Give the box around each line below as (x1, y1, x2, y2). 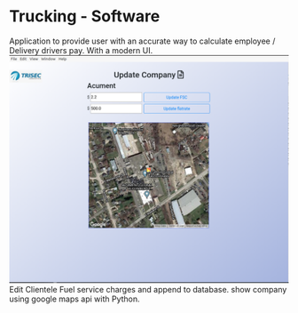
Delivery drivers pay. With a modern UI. (9, 44, 153, 55)
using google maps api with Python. (9, 293, 140, 304)
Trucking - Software (9, 6, 161, 27)
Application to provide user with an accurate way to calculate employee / (9, 36, 276, 46)
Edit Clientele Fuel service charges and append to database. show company (9, 284, 287, 294)
